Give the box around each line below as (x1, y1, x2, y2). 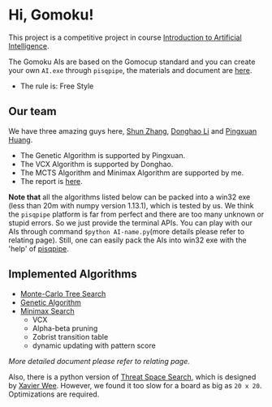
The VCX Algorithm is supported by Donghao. (19, 159, 174, 169)
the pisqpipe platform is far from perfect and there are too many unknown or (8, 209, 265, 219)
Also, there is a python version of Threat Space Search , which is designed (8, 371, 257, 382)
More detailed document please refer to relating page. (8, 356, 191, 366)
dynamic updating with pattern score (32, 341, 156, 350)
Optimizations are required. (8, 389, 100, 399)
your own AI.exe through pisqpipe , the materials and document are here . (8, 65, 253, 75)
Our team (8, 105, 57, 118)
